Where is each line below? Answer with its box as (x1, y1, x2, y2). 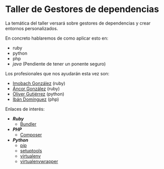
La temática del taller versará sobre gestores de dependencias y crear (5, 20, 151, 26)
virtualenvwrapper (20, 158, 58, 164)
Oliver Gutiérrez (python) (12, 91, 64, 97)
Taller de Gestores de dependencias (5, 4, 159, 15)
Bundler (20, 121, 37, 127)
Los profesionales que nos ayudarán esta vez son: (5, 70, 110, 76)
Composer (20, 131, 42, 137)
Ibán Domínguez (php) (12, 96, 59, 102)
